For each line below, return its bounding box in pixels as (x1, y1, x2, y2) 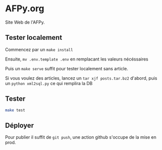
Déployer (5, 121, 34, 129)
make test (5, 108, 26, 113)
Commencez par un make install (5, 46, 73, 52)
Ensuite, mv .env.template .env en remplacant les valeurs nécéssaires (5, 56, 149, 62)
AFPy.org (5, 3, 44, 14)
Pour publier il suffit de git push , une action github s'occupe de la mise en (5, 134, 157, 140)
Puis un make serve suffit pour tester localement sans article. (5, 65, 128, 71)
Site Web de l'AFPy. (5, 19, 45, 25)
